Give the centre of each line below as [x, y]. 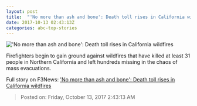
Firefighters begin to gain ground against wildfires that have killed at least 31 [98, 56]
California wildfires [29, 86]
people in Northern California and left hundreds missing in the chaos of [92, 62]
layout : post [22, 11]
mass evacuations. [29, 69]
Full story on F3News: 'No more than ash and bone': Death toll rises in [91, 80]
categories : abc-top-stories [42, 28]
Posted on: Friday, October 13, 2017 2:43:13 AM [78, 97]
